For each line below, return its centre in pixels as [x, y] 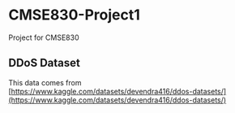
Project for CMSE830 [44, 37]
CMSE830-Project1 [74, 15]
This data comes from [45, 82]
